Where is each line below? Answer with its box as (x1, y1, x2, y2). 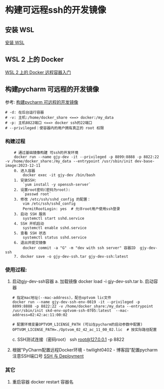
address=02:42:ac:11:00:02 (12, 313, 68, 318)
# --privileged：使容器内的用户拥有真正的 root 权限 (5, 125, 104, 130)
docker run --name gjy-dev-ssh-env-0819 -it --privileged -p (12, 299, 140, 305)
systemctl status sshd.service (23, 235, 87, 240)
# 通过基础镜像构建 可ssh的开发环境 (14, 150, 79, 155)
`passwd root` (23, 191, 52, 197)
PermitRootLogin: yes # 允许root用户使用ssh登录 (23, 206, 120, 211)
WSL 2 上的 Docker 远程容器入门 (5, 69, 71, 75)
